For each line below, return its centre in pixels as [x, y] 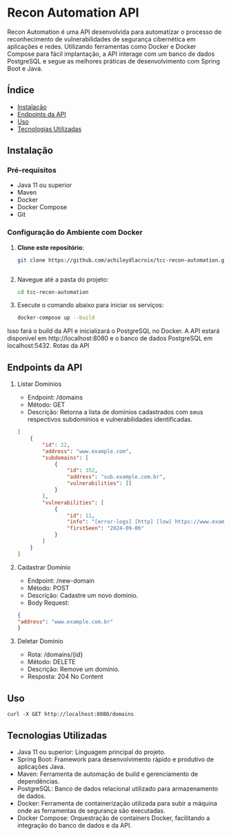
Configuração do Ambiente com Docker [75, 233]
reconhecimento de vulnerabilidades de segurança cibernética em [101, 39]
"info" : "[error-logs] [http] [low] [119, 522]
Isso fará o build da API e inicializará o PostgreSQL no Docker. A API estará [113, 331]
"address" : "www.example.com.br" [65, 622]
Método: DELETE [51, 662]
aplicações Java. [41, 766]
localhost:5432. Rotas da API [48, 346]
